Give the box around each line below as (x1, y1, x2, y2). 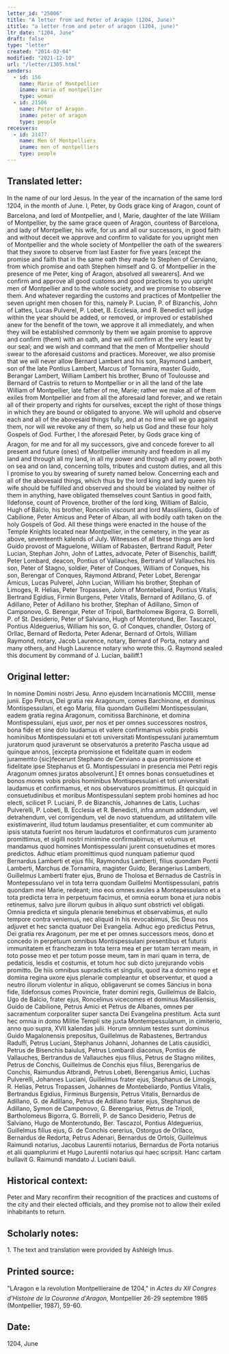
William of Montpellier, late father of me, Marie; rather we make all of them (7, 386, 217, 394)
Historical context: (7, 1174, 88, 1186)
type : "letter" (7, 42, 51, 49)
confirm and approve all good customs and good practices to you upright (7, 277, 213, 285)
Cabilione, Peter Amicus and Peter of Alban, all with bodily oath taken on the (7, 513, 222, 521)
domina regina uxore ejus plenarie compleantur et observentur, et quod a (7, 973, 213, 981)
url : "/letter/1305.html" (7, 61, 81, 68)
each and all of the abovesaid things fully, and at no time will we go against (7, 415, 219, 423)
